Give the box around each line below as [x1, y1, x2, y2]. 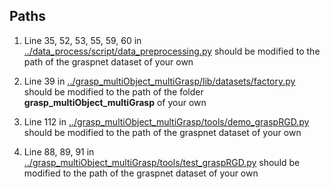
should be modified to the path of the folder [23, 85, 204, 98]
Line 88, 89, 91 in [23, 145, 95, 158]
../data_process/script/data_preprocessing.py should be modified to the [23, 45, 321, 57]
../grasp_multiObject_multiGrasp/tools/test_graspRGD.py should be [23, 156, 301, 168]
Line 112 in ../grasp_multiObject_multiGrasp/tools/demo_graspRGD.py [23, 115, 310, 128]
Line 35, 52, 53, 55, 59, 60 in [23, 34, 142, 46]
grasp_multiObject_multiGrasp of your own [23, 96, 207, 108]
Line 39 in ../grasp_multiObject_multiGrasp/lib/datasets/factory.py [23, 75, 296, 87]
